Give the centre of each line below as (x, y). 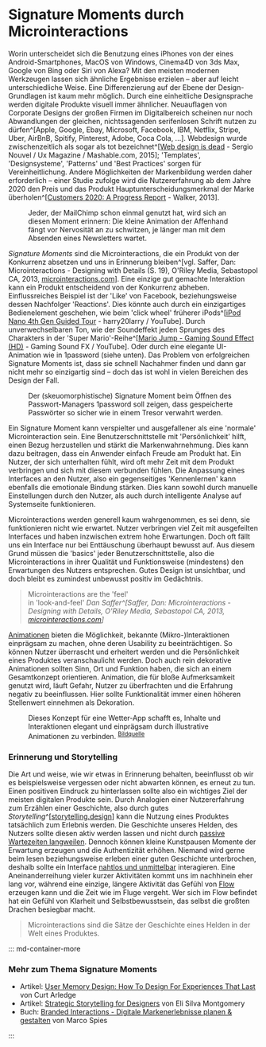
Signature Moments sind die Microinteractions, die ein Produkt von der (124, 253)
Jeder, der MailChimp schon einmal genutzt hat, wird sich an (127, 212)
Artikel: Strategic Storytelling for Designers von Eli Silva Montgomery (132, 1003)
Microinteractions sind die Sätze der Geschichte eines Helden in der (139, 924)
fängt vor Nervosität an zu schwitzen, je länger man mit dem (127, 229)
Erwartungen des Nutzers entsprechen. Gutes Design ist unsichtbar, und (127, 570)
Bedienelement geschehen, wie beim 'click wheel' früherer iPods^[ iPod (125, 313)
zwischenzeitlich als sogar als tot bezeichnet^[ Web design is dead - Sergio (131, 146)
